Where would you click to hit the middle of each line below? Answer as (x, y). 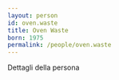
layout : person (33, 15)
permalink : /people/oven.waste (59, 45)
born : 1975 (26, 38)
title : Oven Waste (38, 30)
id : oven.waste (33, 23)
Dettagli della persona (44, 67)
